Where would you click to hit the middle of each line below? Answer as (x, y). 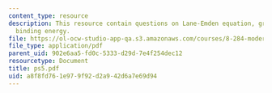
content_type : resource (49, 16)
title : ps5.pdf (34, 69)
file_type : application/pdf (56, 46)
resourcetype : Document (49, 61)
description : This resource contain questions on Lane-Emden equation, (132, 23)
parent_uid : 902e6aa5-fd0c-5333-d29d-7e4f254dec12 (96, 53)
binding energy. (43, 31)
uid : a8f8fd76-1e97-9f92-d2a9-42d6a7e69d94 (83, 76)
